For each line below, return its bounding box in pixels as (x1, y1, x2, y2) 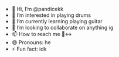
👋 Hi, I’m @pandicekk (11, 6, 63, 12)
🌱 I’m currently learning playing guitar (11, 18, 103, 24)
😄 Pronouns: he (11, 39, 51, 46)
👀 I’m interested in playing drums (11, 12, 91, 19)
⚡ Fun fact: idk (11, 45, 47, 52)
